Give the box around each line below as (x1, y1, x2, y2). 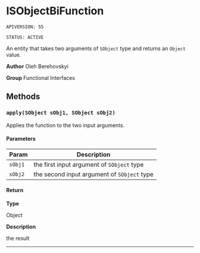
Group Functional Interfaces (6, 74, 76, 81)
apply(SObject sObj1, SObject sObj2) (6, 109, 116, 116)
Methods (6, 91, 40, 102)
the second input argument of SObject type (33, 170, 154, 178)
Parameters (6, 135, 36, 143)
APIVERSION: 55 (6, 24, 44, 30)
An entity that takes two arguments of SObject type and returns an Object (6, 45, 186, 52)
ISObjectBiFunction (6, 4, 104, 18)
